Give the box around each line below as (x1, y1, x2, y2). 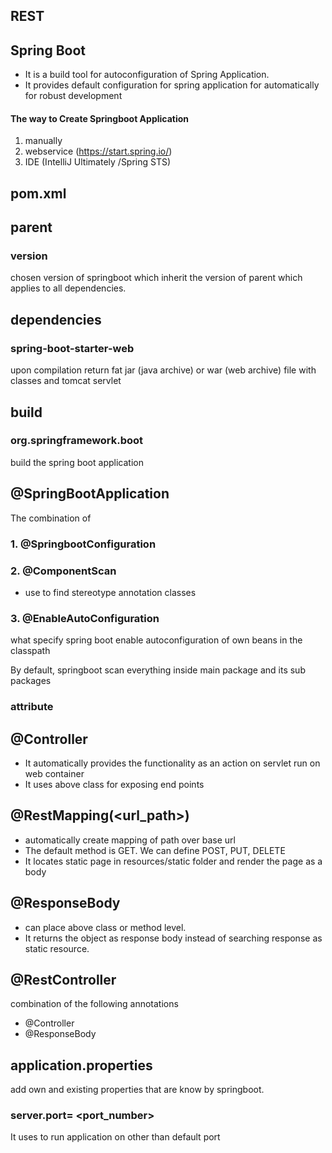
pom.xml (10, 185, 67, 202)
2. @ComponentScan (10, 564, 117, 578)
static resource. (24, 942, 90, 954)
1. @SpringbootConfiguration (10, 537, 157, 551)
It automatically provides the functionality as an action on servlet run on (24, 757, 321, 769)
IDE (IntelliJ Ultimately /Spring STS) (24, 156, 172, 168)
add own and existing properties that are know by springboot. (10, 1084, 265, 1096)
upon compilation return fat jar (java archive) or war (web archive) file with (10, 364, 317, 376)
